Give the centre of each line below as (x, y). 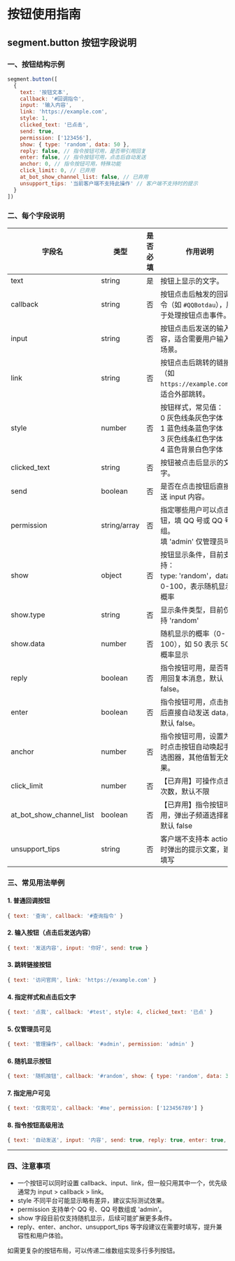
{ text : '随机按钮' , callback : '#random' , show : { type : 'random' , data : (115, 1076)
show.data (28, 643)
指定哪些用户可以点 (192, 509)
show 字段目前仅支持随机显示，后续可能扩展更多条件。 (97, 1217)
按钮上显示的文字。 (192, 281)
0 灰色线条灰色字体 (192, 418)
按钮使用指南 (44, 14)
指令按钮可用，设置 (192, 736)
